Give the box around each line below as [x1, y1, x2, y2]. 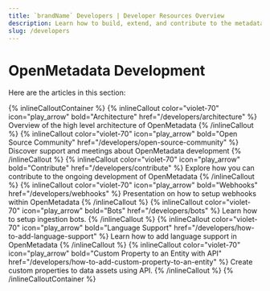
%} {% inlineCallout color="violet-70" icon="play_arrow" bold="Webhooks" [8, 180, 259, 190]
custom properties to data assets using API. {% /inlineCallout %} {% [8, 266, 234, 276]
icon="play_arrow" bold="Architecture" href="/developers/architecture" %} [8, 112, 258, 121]
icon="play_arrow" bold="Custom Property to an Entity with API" [8, 248, 223, 258]
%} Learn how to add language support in [98, 232, 237, 241]
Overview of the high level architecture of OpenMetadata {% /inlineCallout [8, 121, 255, 130]
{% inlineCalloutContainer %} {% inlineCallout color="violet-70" [8, 104, 219, 113]
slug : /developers [8, 27, 70, 35]
